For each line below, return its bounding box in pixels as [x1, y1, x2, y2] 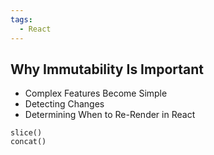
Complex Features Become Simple [24, 87, 168, 100]
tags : [10, 14, 33, 25]
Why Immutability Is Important [10, 61, 205, 78]
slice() [10, 128, 43, 138]
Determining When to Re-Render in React [24, 109, 196, 121]
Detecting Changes [24, 98, 105, 110]
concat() [10, 137, 47, 147]
